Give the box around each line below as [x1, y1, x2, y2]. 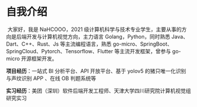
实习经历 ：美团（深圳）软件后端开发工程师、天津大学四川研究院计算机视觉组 [6, 87, 191, 94]
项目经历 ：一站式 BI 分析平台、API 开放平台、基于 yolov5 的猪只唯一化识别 [6, 67, 186, 74]
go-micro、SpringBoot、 [113, 40, 173, 47]
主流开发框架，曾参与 [119, 47, 171, 54]
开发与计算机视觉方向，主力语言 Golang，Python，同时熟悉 [26, 33, 171, 40]
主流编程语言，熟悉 [65, 40, 112, 47]
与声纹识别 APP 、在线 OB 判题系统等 [6, 74, 97, 82]
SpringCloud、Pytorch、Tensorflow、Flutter [6, 47, 113, 54]
